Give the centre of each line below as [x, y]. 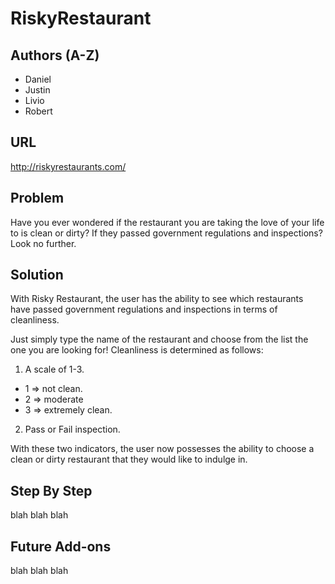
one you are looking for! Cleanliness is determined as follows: [137, 350]
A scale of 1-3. [54, 369]
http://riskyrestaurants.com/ [68, 166]
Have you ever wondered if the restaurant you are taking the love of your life [167, 222]
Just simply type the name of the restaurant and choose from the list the [159, 339]
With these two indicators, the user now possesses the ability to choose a [162, 449]
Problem [37, 198]
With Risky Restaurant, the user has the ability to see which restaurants [157, 299]
